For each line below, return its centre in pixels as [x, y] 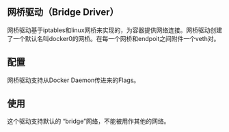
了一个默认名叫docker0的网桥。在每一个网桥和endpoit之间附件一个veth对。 [113, 38]
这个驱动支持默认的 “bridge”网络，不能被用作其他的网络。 [89, 121]
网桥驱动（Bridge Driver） [63, 12]
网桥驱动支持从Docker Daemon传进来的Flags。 [73, 80]
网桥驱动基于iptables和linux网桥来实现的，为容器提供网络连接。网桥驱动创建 [114, 30]
